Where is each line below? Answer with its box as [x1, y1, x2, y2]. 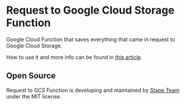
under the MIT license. [6, 93, 61, 100]
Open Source [6, 71, 56, 81]
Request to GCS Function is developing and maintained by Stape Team [6, 87, 180, 94]
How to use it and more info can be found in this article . [6, 53, 142, 61]
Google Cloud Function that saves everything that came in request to [6, 36, 175, 43]
